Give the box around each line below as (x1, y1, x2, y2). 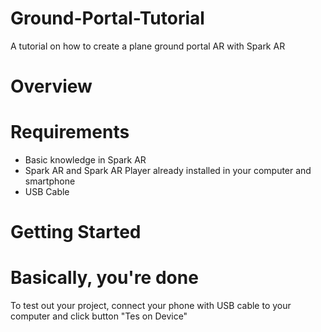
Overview (10, 75, 93, 98)
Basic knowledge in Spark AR (24, 154, 147, 166)
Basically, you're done (10, 267, 199, 289)
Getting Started (10, 221, 142, 244)
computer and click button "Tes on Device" (10, 310, 188, 322)
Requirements (10, 121, 130, 144)
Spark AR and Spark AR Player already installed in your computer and (24, 165, 312, 177)
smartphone (24, 175, 76, 187)
